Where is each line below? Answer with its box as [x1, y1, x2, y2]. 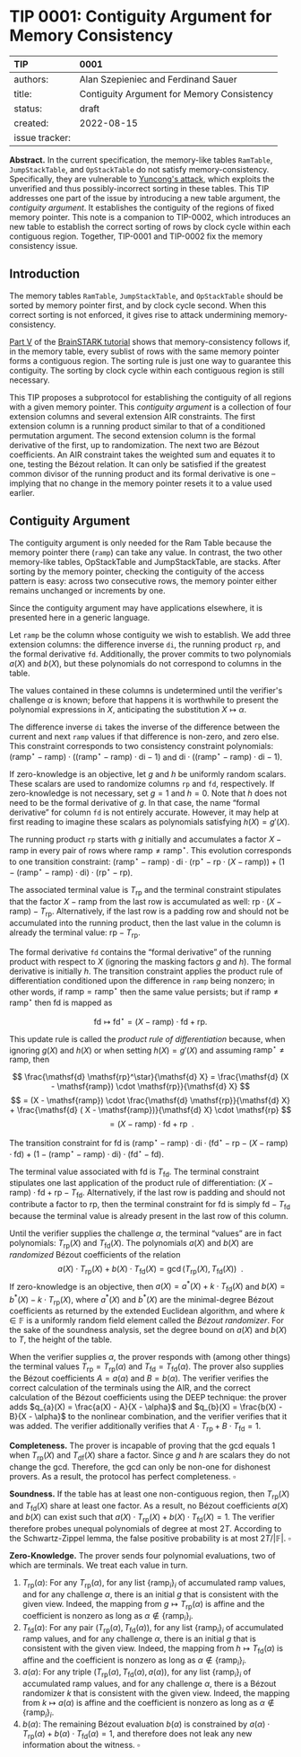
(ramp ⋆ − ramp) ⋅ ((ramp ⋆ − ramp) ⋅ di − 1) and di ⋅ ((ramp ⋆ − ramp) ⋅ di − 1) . [9, 750, 283, 763]
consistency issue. [9, 240, 78, 251]
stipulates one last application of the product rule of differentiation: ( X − [9, 1178, 273, 1188]
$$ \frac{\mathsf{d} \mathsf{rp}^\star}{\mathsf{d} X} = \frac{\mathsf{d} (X [12, 1072, 289, 1082]
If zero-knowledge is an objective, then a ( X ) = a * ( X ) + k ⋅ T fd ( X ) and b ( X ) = [9, 1279, 286, 1293]
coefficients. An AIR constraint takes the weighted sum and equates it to [9, 449, 276, 460]
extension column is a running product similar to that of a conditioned [9, 420, 266, 431]
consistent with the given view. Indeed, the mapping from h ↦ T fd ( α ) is [21, 1643, 284, 1656]
